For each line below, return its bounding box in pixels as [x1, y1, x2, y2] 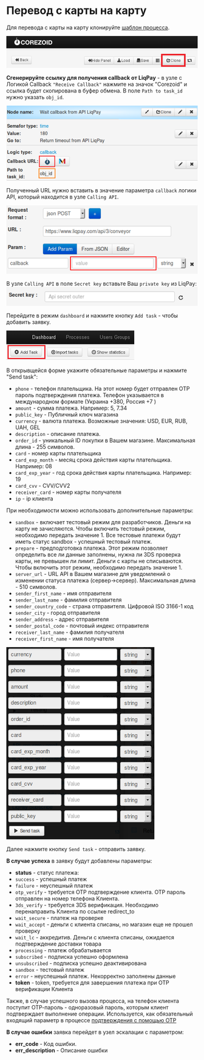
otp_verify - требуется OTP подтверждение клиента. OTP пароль [15, 888, 186, 896]
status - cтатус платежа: [15, 869, 80, 877]
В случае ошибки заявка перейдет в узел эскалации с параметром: [6, 1028, 184, 1036]
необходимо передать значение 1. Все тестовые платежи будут [15, 532, 181, 539]
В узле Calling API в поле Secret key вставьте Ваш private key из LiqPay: [6, 279, 197, 287]
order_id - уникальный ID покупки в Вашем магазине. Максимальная [15, 437, 195, 444]
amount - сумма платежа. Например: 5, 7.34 [15, 404, 127, 412]
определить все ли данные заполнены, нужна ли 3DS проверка [15, 551, 181, 558]
